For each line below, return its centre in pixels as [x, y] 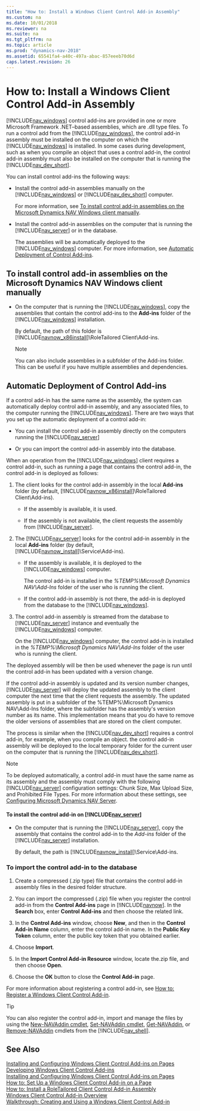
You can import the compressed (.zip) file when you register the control [103, 899]
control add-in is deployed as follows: [53, 473]
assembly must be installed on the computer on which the [77, 140]
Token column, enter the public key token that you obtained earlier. [97, 935]
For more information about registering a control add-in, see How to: [90, 988]
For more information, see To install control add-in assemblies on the [99, 206]
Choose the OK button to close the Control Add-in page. [85, 976]
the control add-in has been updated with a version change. [80, 672]
